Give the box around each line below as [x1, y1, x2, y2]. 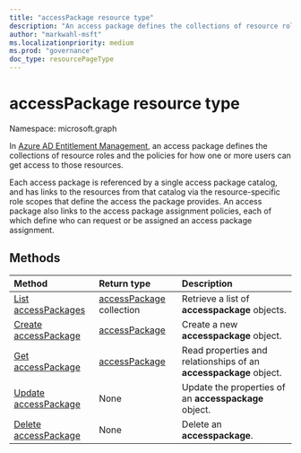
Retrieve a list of [182, 292, 250, 305]
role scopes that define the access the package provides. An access [9, 196, 262, 206]
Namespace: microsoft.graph [9, 123, 117, 134]
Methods [9, 250, 61, 266]
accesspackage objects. [182, 303, 287, 316]
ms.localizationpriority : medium [9, 38, 134, 48]
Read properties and [182, 344, 268, 356]
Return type [98, 277, 150, 290]
